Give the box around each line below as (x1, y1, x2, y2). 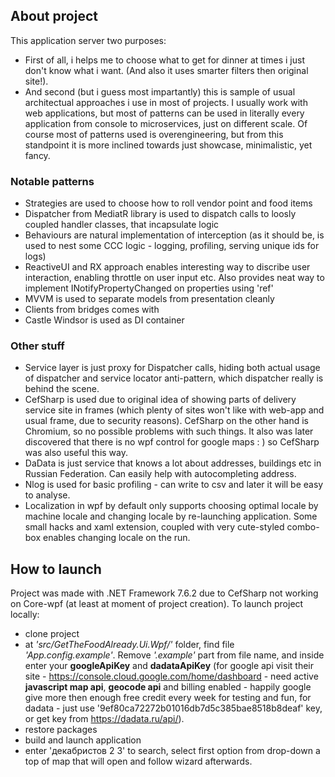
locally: (10, 609, 40, 621)
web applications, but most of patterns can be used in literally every (24, 107, 305, 119)
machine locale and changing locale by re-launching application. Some (24, 510, 318, 523)
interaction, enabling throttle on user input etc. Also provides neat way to (24, 272, 325, 284)
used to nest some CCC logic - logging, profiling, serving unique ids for (24, 240, 320, 252)
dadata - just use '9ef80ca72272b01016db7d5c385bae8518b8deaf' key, (24, 702, 323, 714)
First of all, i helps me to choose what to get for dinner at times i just (24, 54, 305, 66)
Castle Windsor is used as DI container (24, 314, 185, 326)
